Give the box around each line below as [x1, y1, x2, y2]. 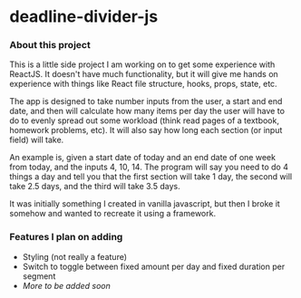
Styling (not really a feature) [22, 251, 128, 262]
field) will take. [9, 134, 64, 146]
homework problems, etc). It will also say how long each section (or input [9, 125, 283, 136]
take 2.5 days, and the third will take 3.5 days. [9, 181, 180, 192]
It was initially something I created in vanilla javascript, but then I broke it [9, 198, 281, 209]
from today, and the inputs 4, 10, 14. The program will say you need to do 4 [9, 161, 288, 173]
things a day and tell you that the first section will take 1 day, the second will [9, 171, 293, 182]
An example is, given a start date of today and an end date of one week [9, 152, 277, 163]
